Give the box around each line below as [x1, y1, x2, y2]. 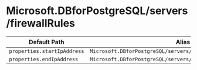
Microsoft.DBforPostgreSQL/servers [6, 4, 188, 18]
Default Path [29, 38, 64, 46]
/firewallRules [6, 16, 75, 30]
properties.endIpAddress [9, 56, 79, 62]
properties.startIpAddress [9, 48, 84, 54]
